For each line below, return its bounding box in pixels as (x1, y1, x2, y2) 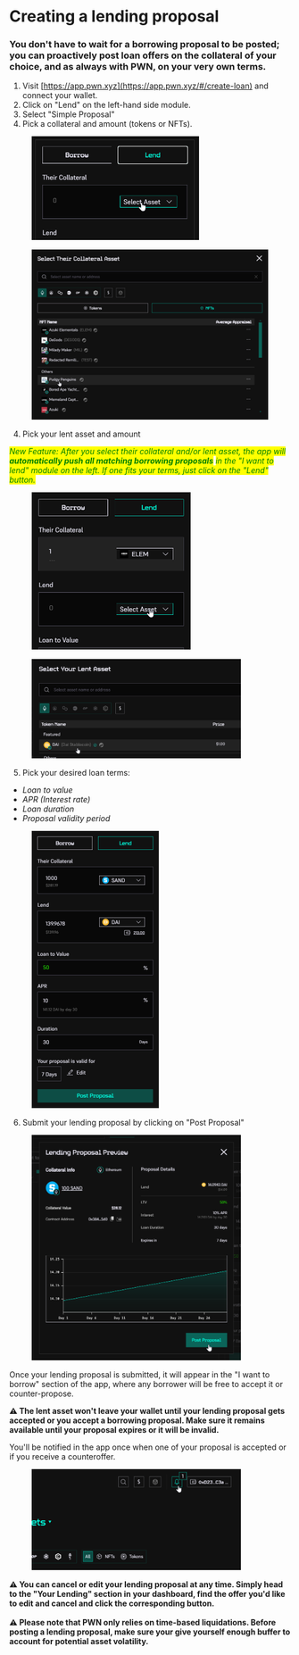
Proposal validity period (21, 813, 111, 824)
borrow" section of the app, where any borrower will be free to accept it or (9, 1379, 284, 1390)
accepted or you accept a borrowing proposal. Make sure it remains (9, 1415, 265, 1426)
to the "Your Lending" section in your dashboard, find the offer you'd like (9, 1588, 286, 1599)
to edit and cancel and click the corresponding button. (9, 1598, 215, 1609)
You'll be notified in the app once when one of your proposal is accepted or (9, 1442, 287, 1452)
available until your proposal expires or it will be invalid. (9, 1425, 220, 1435)
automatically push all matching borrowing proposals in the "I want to (9, 455, 274, 466)
